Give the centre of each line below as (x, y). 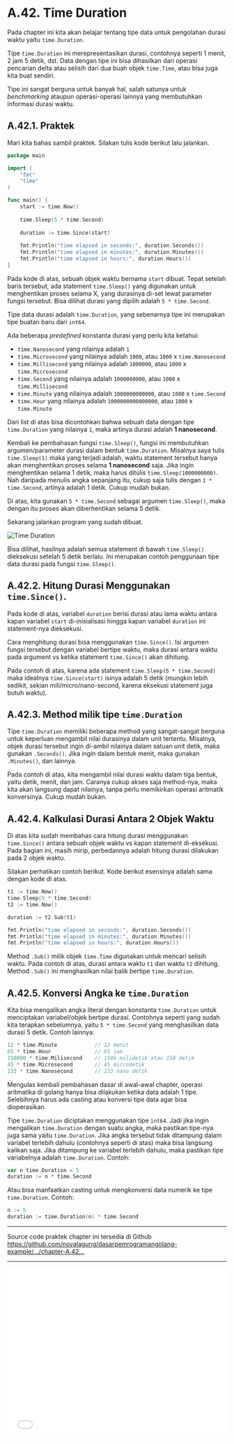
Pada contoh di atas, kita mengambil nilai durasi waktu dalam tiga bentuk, (112, 774)
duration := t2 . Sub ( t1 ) (42, 917)
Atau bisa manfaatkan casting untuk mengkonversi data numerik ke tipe (110, 1190)
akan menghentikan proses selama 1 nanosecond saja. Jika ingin (101, 465)
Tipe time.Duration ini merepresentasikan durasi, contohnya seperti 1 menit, (117, 53)
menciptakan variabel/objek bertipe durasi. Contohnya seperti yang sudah (114, 1018)
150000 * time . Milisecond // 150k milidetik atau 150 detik (101, 1058)
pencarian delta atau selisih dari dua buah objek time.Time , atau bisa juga (112, 68)
